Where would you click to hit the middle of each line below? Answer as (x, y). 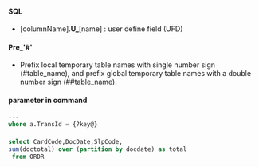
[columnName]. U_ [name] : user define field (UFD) (101, 29)
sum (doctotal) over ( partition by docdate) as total (98, 149)
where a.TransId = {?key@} (53, 125)
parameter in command (48, 100)
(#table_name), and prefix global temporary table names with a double (135, 74)
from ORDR (28, 157)
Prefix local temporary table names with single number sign (118, 65)
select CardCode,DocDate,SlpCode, (66, 141)
